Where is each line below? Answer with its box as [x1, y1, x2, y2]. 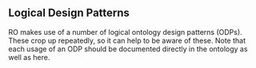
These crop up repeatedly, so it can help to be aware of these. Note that [8, 36, 246, 45]
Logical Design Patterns [8, 6, 130, 20]
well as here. [8, 52, 50, 62]
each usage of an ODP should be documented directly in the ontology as [8, 43, 248, 54]
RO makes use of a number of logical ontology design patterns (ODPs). [8, 27, 242, 36]
